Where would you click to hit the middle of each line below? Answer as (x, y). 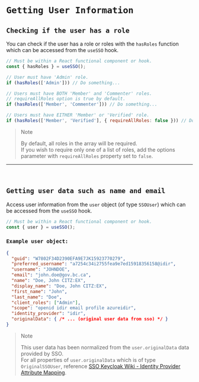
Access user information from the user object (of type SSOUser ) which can (96, 204)
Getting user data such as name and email (86, 191)
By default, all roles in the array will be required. (79, 143)
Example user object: (37, 241)
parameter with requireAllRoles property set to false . (87, 156)
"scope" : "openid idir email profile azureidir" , (74, 308)
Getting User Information (70, 10)
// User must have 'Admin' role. (47, 77)
